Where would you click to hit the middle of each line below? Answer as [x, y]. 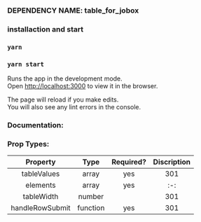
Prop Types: [28, 144]
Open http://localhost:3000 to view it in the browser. [83, 86]
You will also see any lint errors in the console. [74, 107]
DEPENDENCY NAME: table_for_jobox [73, 11]
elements [41, 186]
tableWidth [41, 197]
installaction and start [46, 29]
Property [41, 162]
